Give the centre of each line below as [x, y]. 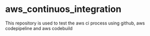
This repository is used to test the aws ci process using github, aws [75, 23]
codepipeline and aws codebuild [39, 28]
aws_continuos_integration [63, 9]
